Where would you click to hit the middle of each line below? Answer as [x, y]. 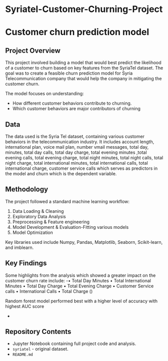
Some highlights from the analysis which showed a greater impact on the [80, 275]
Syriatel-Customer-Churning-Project [84, 9]
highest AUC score [25, 306]
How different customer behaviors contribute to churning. [72, 103]
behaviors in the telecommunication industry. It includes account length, [80, 142]
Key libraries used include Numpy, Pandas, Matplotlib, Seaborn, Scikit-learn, [84, 242]
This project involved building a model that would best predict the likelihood [83, 63]
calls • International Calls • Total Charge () [49, 291]
